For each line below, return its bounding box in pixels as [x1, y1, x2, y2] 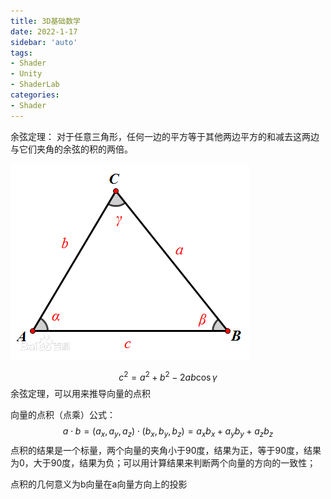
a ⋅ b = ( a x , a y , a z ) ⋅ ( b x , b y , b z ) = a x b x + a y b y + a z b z [62, 425, 274, 440]
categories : [10, 90, 60, 100]
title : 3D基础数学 [10, 16, 82, 26]
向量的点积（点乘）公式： [10, 409, 116, 421]
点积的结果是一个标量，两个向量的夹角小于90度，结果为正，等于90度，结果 [10, 445, 322, 457]
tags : [10, 48, 33, 58]
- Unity [10, 69, 43, 79]
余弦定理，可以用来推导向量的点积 [10, 388, 151, 400]
